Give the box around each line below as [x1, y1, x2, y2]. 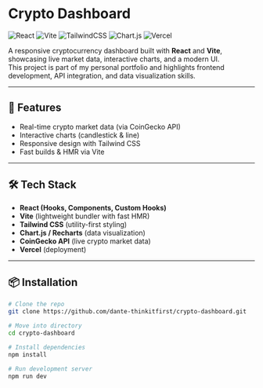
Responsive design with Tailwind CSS [19, 138, 141, 148]
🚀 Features [8, 101, 62, 115]
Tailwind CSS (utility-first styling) [19, 219, 128, 229]
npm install [8, 350, 47, 358]
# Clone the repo [8, 300, 65, 309]
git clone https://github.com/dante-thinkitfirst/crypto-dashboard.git [8, 308, 247, 316]
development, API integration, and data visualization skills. [8, 71, 196, 80]
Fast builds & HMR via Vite [19, 147, 105, 156]
